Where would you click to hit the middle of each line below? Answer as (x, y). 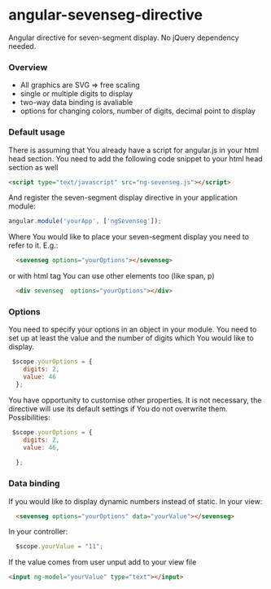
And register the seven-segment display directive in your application (123, 198)
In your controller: (38, 532)
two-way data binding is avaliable (76, 103)
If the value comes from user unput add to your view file (103, 562)
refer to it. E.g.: (33, 245)
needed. (22, 46)
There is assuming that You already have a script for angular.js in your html (133, 150)
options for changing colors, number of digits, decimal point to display (138, 111)
